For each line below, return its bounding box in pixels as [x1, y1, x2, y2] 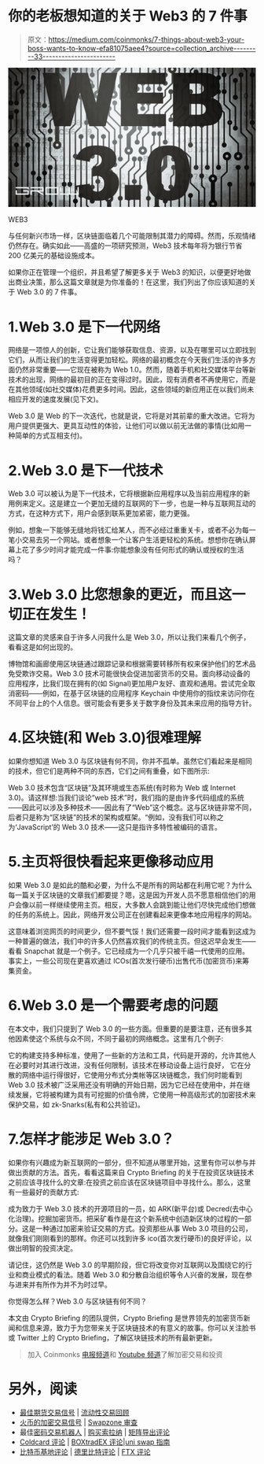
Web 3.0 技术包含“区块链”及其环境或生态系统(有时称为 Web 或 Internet [8, 783, 236, 793]
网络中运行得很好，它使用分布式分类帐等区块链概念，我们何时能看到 [21, 1070, 242, 1080]
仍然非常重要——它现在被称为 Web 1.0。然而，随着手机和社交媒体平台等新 [14, 365, 256, 375]
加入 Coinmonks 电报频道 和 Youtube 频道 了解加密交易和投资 [27, 1350, 223, 1359]
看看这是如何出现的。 [8, 642, 77, 652]
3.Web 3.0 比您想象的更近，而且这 [8, 586, 232, 603]
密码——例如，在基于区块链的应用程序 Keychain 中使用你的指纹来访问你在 [14, 689, 255, 698]
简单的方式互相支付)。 [14, 431, 87, 441]
